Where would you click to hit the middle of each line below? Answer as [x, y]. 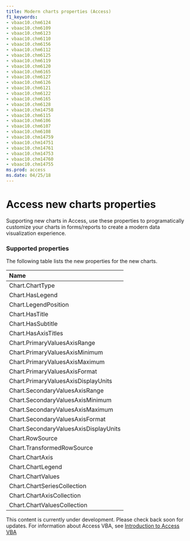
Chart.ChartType [32, 285]
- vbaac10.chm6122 [28, 93]
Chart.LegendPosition [39, 305]
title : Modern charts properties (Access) [59, 11]
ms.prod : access [26, 170]
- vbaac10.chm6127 [28, 77]
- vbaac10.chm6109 [28, 28]
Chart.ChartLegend [36, 467]
